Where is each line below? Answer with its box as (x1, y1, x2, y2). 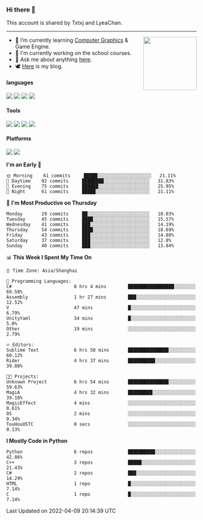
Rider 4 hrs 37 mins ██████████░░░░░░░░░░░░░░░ (6, 357, 196, 364)
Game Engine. (14, 43, 50, 50)
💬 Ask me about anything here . (14, 56, 92, 63)
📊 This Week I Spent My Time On (6, 254, 92, 261)
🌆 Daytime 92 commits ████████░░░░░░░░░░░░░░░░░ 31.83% (6, 178, 174, 184)
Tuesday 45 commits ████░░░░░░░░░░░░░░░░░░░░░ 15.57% (6, 216, 174, 222)
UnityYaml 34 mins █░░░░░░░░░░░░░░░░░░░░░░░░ (6, 315, 196, 321)
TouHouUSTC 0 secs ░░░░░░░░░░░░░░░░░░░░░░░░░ (6, 421, 196, 427)
